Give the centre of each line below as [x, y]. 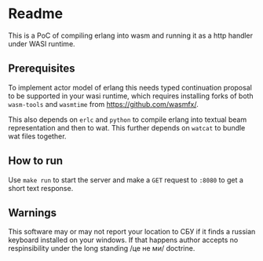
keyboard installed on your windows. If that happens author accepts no [123, 240]
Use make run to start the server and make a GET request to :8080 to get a [126, 180]
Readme [36, 14]
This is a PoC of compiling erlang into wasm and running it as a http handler [131, 35]
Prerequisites [42, 69]
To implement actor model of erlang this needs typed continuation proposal [130, 87]
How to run [36, 161]
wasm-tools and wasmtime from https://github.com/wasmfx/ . [103, 104]
